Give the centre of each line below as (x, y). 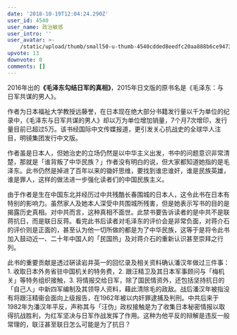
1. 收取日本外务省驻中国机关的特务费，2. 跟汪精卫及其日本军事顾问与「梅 (113, 271)
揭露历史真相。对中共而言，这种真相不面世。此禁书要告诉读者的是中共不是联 (119, 212)
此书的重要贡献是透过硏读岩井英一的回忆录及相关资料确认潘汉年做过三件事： (119, 262)
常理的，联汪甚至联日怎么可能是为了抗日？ (69, 324)
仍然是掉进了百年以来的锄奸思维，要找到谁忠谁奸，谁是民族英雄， (134, 170)
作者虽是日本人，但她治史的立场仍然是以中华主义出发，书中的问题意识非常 (115, 153)
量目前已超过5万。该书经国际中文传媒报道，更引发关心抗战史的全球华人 (111, 129)
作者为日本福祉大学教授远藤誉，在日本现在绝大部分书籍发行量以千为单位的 (115, 111)
